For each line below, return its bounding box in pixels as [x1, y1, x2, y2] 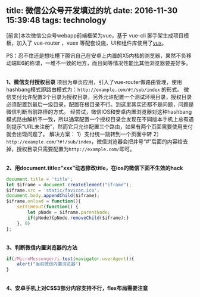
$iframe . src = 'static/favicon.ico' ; [6, 187, 100, 193]
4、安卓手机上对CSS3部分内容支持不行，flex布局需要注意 [6, 285, 148, 292]
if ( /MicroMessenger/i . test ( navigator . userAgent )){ [6, 255, 135, 262]
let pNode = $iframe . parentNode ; [27, 210, 111, 215]
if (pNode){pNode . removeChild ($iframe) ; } [27, 215, 129, 221]
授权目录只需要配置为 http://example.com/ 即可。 [16, 145, 136, 152]
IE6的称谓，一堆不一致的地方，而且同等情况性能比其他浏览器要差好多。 [16, 59, 192, 67]
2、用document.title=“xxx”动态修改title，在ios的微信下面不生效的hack [6, 164, 183, 171]
